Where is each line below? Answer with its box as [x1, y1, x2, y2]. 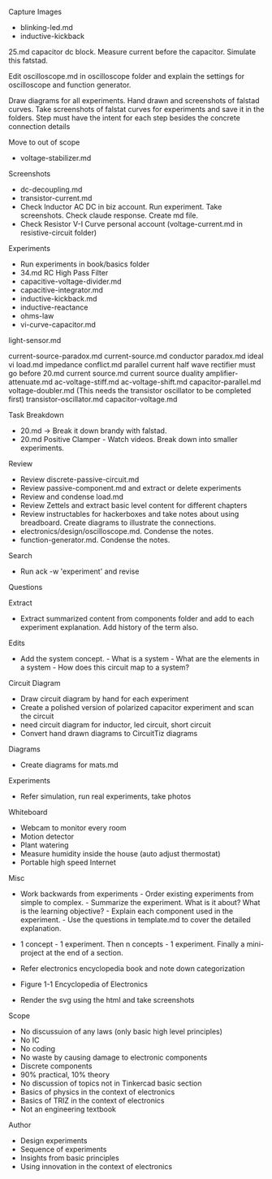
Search [8, 551, 32, 560]
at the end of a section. [45, 948, 123, 957]
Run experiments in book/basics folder [19, 259, 150, 269]
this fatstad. [8, 56, 49, 65]
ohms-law [19, 311, 54, 320]
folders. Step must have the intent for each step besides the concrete [8, 113, 241, 123]
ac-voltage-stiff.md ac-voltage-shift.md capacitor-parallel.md [54, 377, 261, 387]
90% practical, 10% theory [19, 1070, 110, 1079]
